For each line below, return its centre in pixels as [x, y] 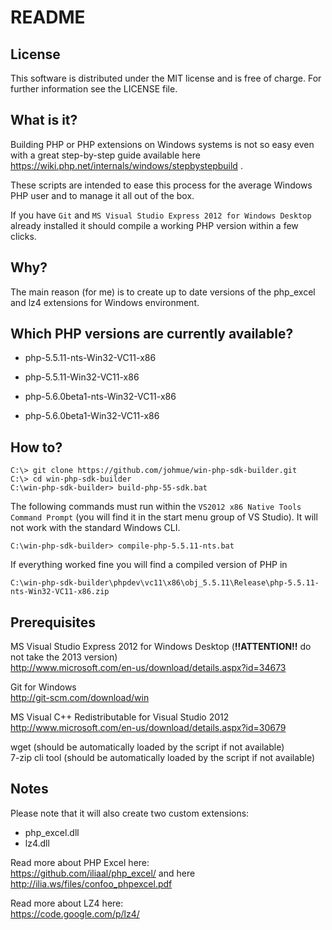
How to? [36, 447]
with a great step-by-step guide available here [105, 155]
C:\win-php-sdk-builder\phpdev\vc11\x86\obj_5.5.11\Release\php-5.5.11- [165, 583]
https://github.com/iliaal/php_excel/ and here [103, 873]
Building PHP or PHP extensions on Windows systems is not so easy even [162, 144]
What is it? [44, 120]
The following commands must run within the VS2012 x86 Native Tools [156, 507]
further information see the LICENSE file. [94, 89]
